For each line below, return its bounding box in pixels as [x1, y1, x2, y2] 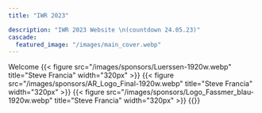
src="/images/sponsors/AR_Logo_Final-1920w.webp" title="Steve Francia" [8, 79, 252, 89]
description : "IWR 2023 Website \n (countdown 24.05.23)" [8, 25, 201, 34]
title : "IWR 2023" [8, 11, 69, 20]
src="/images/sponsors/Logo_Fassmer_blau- [106, 88, 254, 97]
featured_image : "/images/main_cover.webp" [15, 40, 161, 48]
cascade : [8, 33, 37, 41]
